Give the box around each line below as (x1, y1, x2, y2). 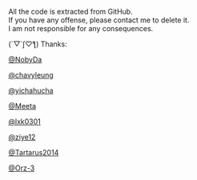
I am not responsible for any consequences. (8, 24, 154, 33)
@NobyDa (8, 55, 42, 64)
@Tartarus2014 (8, 148, 59, 157)
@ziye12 (8, 132, 36, 142)
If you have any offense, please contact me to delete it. (8, 15, 190, 25)
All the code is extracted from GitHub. (8, 7, 134, 16)
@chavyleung (8, 70, 54, 79)
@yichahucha (8, 86, 54, 95)
